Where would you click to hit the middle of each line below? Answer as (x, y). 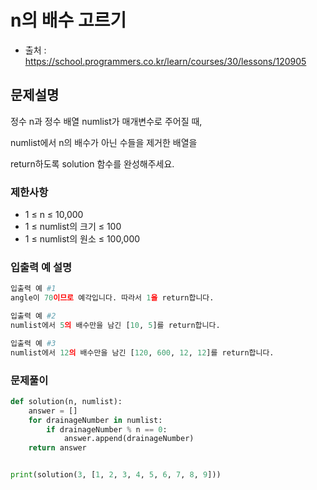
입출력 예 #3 (33, 343)
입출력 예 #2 (33, 316)
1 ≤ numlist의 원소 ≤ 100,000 (82, 239)
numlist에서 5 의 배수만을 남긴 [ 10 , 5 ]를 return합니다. (115, 325)
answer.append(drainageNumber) (129, 439)
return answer (57, 448)
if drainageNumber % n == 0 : (107, 429)
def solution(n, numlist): (66, 401)
